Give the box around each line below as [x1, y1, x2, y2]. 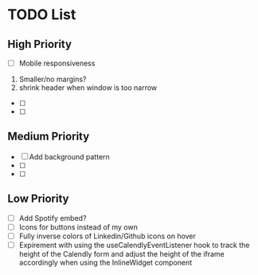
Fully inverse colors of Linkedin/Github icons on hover [18, 231, 197, 241]
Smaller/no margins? [18, 74, 87, 84]
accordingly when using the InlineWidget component [18, 257, 193, 267]
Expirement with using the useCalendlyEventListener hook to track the [18, 240, 250, 249]
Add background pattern [29, 151, 111, 161]
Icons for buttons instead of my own [18, 222, 139, 232]
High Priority [7, 37, 72, 51]
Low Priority [7, 192, 69, 206]
